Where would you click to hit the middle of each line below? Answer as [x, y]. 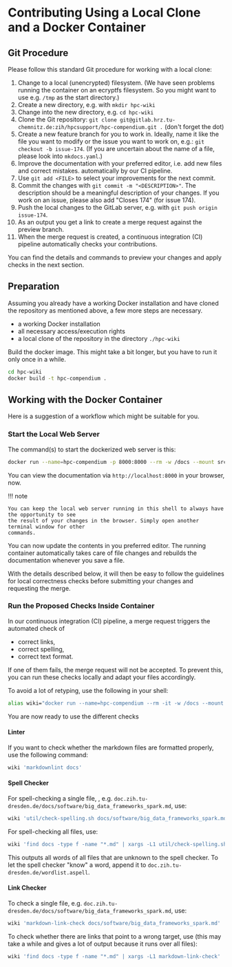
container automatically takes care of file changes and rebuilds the [102, 553]
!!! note [18, 496]
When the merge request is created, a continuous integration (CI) [110, 237]
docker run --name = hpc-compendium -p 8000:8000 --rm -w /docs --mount [111, 462]
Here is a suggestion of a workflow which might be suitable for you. [104, 416]
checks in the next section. [46, 265]
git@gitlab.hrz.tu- [148, 120]
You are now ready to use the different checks [74, 716]
